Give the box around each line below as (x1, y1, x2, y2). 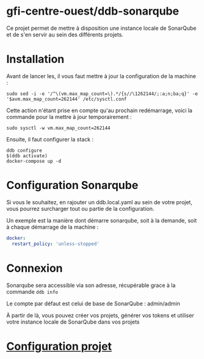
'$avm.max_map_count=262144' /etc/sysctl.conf (6, 96, 127, 102)
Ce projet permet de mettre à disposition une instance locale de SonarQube (6, 24, 197, 32)
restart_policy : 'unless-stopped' (12, 241, 100, 247)
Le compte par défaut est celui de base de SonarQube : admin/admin (6, 300, 180, 307)
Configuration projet (6, 339, 112, 353)
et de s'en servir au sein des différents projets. (6, 30, 124, 38)
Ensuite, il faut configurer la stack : (6, 135, 93, 143)
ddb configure (6, 148, 43, 154)
